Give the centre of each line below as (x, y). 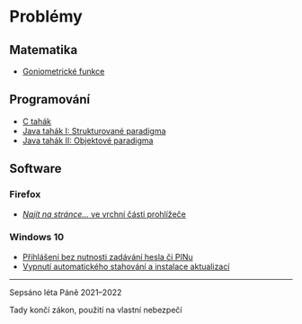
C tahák (37, 121)
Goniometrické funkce (63, 71)
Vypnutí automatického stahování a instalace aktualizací (126, 266)
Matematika (44, 50)
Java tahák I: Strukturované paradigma (94, 130)
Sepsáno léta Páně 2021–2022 (66, 292)
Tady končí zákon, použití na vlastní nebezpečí (96, 310)
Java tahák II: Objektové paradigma (88, 140)
